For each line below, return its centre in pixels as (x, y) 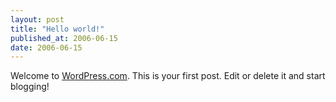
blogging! (30, 87)
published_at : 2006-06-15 (64, 38)
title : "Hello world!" (57, 29)
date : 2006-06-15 (46, 47)
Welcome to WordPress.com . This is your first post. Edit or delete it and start (168, 76)
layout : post (37, 19)
